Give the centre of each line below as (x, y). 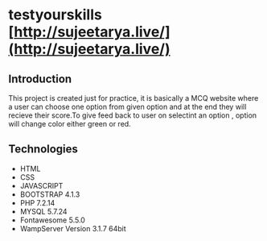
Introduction (40, 79)
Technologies (43, 150)
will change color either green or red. (70, 124)
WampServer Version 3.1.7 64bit (73, 228)
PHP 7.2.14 (37, 202)
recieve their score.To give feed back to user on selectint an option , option (133, 115)
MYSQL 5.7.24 (43, 211)
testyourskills (55, 15)
